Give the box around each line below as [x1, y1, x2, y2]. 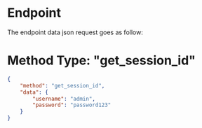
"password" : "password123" [32, 101, 112, 109]
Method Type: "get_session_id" [7, 52, 196, 69]
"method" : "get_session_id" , [20, 82, 105, 89]
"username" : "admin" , [32, 95, 96, 102]
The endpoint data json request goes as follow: [7, 28, 144, 36]
